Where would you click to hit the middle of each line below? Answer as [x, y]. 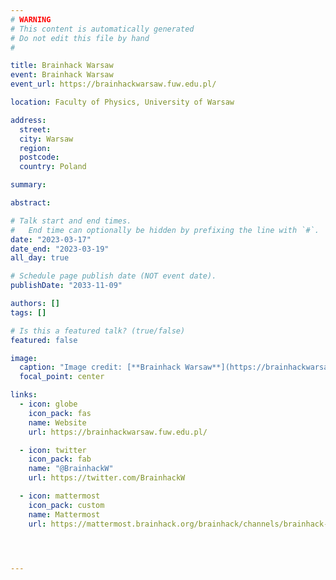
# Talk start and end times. [71, 221]
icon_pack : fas [60, 413]
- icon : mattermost [60, 496]
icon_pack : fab [60, 459]
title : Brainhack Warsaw [62, 66]
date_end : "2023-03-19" [60, 249]
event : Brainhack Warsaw [62, 75]
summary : [28, 185]
